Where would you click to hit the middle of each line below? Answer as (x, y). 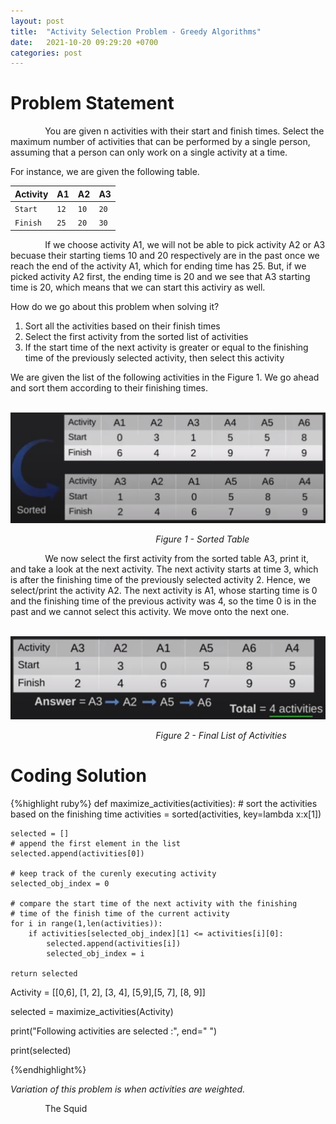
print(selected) (41, 1050)
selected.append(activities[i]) (114, 944)
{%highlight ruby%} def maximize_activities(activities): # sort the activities (164, 803)
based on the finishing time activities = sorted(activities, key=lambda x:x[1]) (166, 814)
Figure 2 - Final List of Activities (221, 736)
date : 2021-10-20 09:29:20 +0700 (84, 42)
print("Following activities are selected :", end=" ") (114, 1031)
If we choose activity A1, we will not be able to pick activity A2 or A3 (185, 244)
